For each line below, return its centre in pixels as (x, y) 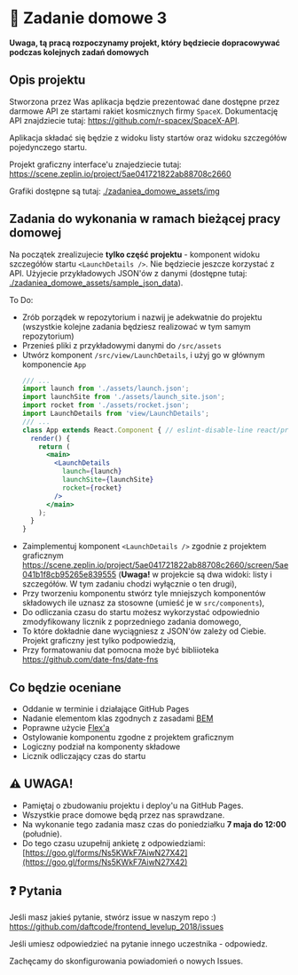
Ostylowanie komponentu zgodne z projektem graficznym (128, 737)
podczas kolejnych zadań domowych (79, 52)
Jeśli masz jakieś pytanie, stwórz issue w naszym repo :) (113, 917)
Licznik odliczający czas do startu (84, 756)
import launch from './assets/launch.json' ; (106, 389)
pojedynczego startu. (48, 147)
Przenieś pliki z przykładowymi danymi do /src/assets (122, 345)
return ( (55, 447)
